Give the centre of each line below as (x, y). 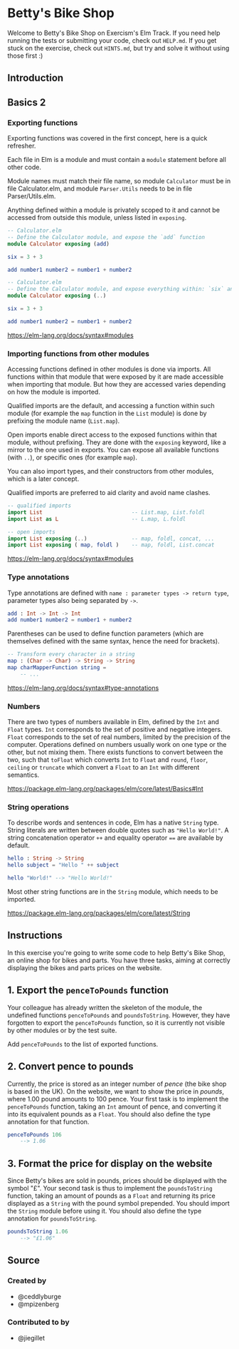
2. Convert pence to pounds (70, 1067)
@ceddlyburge (39, 1296)
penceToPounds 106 (34, 1135)
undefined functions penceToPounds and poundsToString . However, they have (119, 1015)
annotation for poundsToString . (52, 1218)
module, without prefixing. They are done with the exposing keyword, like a (117, 442)
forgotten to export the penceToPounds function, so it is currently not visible (116, 1022)
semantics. (23, 775)
